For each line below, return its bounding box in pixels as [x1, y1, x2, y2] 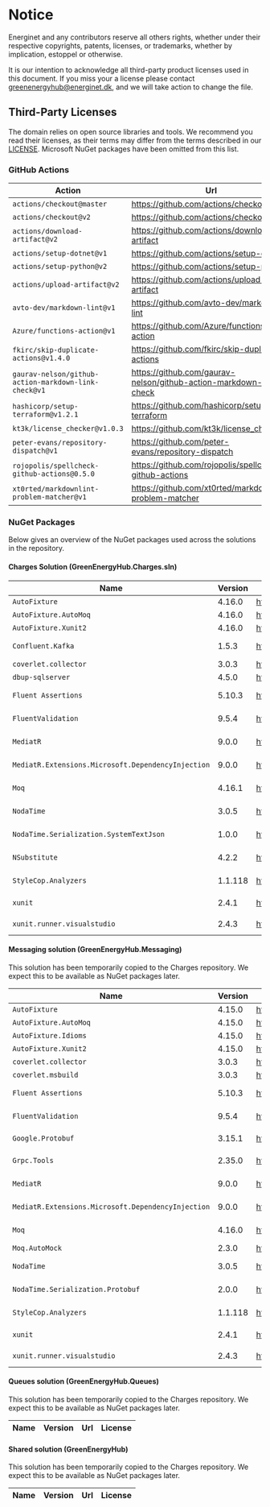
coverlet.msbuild [12, 1070, 79, 1079]
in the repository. [8, 544, 65, 553]
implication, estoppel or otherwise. [8, 49, 123, 59]
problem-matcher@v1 [12, 493, 87, 502]
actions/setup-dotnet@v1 [12, 249, 108, 259]
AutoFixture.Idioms [12, 1031, 87, 1040]
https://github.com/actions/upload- [131, 274, 266, 285]
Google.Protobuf [12, 1133, 75, 1143]
